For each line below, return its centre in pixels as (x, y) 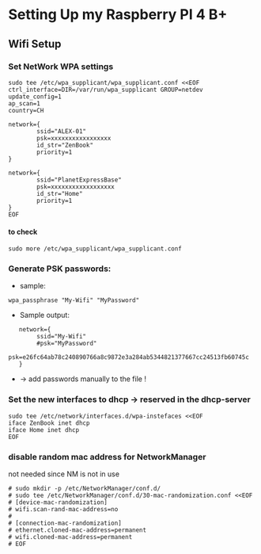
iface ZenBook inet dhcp (49, 423)
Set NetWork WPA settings (61, 67)
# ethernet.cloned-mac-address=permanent (78, 530)
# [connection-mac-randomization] (65, 523)
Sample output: (44, 315)
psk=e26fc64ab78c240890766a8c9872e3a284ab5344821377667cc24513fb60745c (129, 357)
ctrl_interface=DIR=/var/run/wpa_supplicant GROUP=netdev (106, 90)
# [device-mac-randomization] (58, 502)
